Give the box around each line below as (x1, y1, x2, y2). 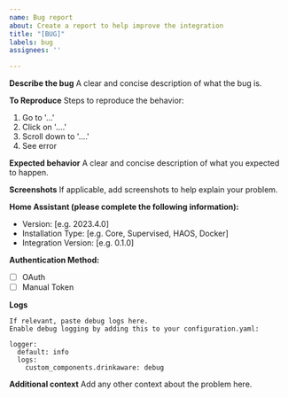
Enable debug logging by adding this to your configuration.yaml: (9, 324, 260, 333)
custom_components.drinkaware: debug (25, 363, 165, 372)
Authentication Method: (9, 254, 100, 266)
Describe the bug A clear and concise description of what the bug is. (9, 78, 262, 89)
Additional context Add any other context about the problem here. (9, 378, 253, 390)
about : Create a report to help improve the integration (9, 21, 224, 30)
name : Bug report (9, 12, 74, 22)
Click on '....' (21, 121, 67, 133)
